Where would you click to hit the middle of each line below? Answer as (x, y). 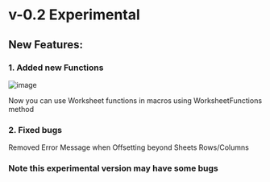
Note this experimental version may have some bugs (114, 168)
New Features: (46, 45)
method (21, 109)
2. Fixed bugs (35, 130)
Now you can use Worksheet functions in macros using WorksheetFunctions (135, 100)
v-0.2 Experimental (75, 15)
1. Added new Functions (56, 68)
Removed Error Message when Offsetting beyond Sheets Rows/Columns (129, 147)
